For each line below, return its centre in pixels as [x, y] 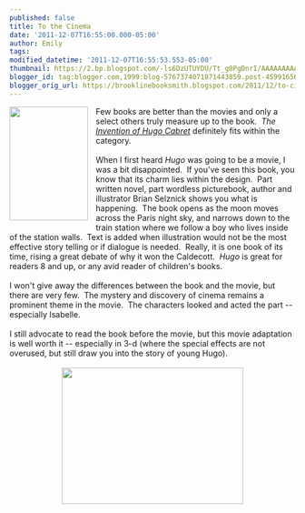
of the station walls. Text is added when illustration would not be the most [148, 236]
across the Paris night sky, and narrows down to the [193, 217]
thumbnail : [30, 69]
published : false [42, 18]
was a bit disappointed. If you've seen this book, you [195, 169]
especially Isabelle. [45, 314]
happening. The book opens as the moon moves [187, 208]
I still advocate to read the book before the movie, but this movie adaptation [151, 334]
